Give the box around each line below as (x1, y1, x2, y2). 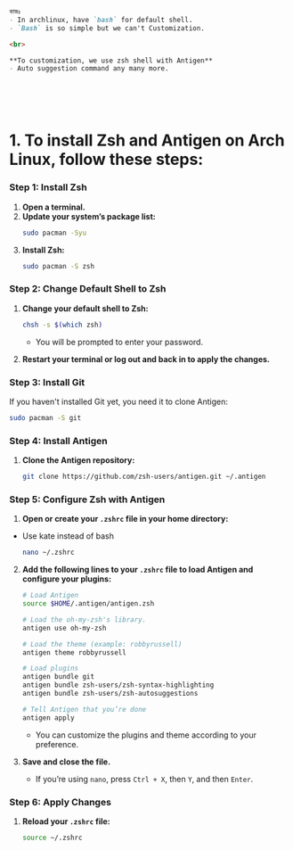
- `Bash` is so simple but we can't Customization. (9, 23, 205, 33)
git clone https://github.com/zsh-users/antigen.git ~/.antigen (21, 472, 266, 482)
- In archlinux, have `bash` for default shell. (9, 15, 193, 24)
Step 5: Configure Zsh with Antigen (9, 493, 166, 506)
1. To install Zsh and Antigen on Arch (9, 130, 285, 151)
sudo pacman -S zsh (21, 261, 95, 270)
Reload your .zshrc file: (21, 815, 111, 827)
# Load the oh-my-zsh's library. (21, 615, 147, 624)
